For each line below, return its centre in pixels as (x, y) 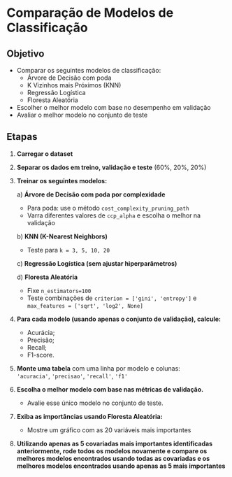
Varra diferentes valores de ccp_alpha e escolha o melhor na (114, 215)
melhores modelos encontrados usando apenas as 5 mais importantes (121, 466)
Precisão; (41, 340)
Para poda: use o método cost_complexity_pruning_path (108, 208)
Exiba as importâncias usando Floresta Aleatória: (89, 416)
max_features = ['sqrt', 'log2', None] (85, 306)
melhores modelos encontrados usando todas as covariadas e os (113, 458)
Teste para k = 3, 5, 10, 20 (68, 250)
